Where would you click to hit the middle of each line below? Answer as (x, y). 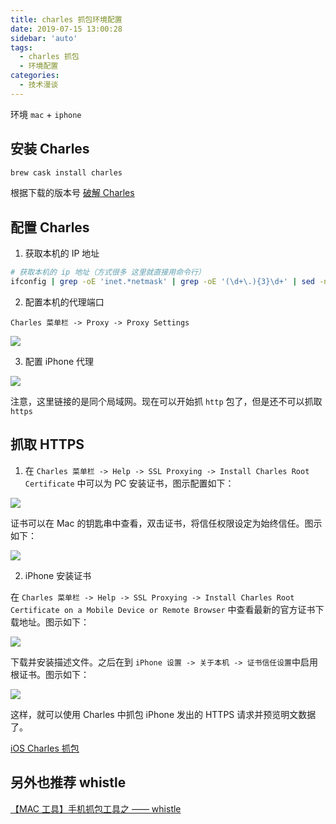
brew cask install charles (66, 172)
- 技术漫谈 (39, 85)
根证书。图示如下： (50, 674)
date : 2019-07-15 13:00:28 (66, 29)
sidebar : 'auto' (44, 38)
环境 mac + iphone (46, 114)
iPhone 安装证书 (58, 575)
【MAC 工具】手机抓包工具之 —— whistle (96, 808)
